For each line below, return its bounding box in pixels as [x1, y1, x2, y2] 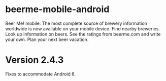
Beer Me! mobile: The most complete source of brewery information [5, 20, 147, 26]
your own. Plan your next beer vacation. [5, 36, 89, 43]
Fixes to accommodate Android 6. [5, 71, 76, 77]
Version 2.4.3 [5, 54, 64, 66]
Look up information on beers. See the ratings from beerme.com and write [5, 31, 161, 37]
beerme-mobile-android [5, 4, 110, 15]
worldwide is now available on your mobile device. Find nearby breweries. [5, 25, 160, 31]
